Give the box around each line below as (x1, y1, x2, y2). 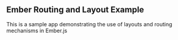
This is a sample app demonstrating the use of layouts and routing (6, 20, 173, 27)
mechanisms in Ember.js (6, 27, 68, 34)
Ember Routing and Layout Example (6, 5, 144, 15)
